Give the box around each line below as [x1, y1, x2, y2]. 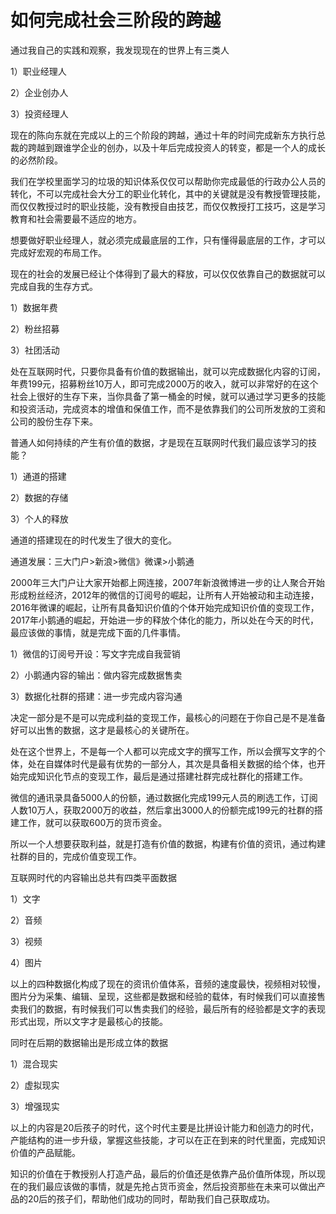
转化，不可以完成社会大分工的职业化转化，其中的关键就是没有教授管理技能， [10, 187, 326, 200]
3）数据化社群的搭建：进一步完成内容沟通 [10, 690, 183, 702]
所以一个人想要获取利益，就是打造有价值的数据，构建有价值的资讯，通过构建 [10, 837, 326, 850]
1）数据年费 [10, 301, 58, 313]
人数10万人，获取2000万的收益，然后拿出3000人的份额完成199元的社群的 [10, 804, 315, 816]
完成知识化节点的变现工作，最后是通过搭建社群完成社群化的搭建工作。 [18, 770, 308, 782]
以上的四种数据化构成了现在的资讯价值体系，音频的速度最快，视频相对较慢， [10, 977, 326, 990]
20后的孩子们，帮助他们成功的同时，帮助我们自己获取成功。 [27, 1192, 276, 1205]
